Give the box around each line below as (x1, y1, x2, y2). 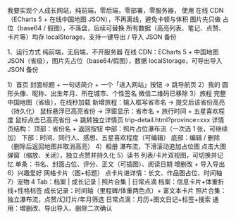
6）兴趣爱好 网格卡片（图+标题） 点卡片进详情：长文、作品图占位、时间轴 (7, 169, 223, 177)
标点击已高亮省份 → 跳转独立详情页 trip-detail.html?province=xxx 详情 (20, 116, 225, 124)
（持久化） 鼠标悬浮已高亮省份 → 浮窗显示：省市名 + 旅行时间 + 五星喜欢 (7, 107, 219, 115)
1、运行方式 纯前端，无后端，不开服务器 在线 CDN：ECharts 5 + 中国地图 (7, 48, 219, 56)
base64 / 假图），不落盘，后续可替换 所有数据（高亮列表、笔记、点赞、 (19, 24, 225, 32)
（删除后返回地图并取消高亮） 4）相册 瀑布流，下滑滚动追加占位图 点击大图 (7, 142, 227, 150)
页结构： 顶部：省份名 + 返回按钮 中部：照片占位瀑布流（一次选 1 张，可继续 (7, 124, 228, 133)
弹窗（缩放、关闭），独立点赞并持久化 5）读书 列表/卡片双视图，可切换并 (7, 151, 218, 159)
